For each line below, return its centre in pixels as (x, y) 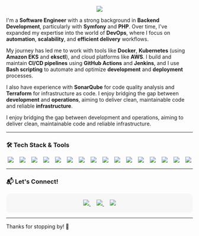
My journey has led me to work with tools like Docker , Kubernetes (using (96, 51)
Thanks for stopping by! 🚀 (38, 226)
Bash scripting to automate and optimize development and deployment (95, 69)
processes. (20, 76)
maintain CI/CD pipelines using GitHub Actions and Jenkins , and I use (93, 63)
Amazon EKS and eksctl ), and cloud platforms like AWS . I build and (89, 57)
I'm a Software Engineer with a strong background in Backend (83, 20)
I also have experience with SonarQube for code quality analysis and (90, 87)
